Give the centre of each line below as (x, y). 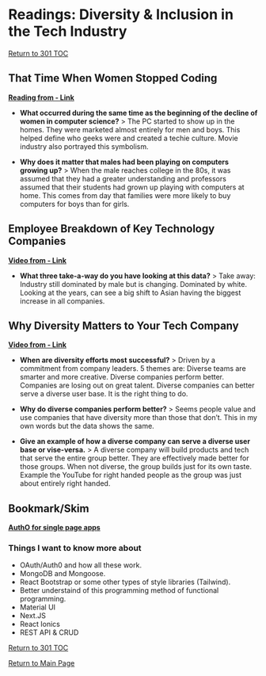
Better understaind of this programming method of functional (119, 590)
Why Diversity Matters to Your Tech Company (123, 325)
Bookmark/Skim (49, 508)
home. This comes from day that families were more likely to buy (125, 195)
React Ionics (40, 624)
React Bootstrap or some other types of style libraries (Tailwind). (125, 582)
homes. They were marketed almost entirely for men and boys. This (130, 129)
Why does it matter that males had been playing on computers (124, 162)
